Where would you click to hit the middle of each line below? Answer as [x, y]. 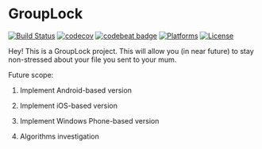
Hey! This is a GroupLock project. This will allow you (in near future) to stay [131, 51]
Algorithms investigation [59, 136]
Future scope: [31, 74]
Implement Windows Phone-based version [89, 120]
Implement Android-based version [76, 90]
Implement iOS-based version [68, 105]
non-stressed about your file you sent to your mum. [92, 59]
